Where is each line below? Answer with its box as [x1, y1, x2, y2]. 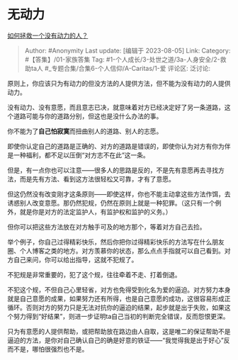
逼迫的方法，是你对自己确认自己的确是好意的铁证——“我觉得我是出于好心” [7, 336, 225, 344]
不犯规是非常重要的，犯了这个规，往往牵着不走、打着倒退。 [7, 270, 181, 279]
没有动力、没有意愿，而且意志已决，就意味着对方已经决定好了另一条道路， [7, 103, 225, 111]
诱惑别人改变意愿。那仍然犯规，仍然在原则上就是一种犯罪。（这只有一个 [7, 198, 215, 207]
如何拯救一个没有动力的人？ [7, 31, 89, 40]
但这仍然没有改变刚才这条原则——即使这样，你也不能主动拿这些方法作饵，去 [7, 189, 231, 198]
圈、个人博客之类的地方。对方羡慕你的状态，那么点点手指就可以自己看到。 [7, 246, 225, 255]
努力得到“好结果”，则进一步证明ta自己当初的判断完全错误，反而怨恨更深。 [13, 312, 229, 320]
